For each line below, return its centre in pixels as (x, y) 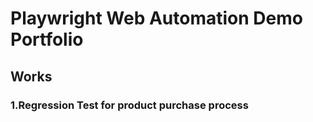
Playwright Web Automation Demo (156, 18)
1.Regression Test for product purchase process (129, 105)
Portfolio (47, 39)
